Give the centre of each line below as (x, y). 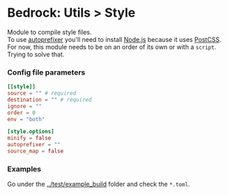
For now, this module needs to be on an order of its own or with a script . (112, 47)
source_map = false (36, 151)
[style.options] (31, 132)
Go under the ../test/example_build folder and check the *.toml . (99, 184)
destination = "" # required (50, 100)
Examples (24, 169)
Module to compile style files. (50, 32)
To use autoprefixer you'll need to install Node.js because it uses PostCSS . (114, 39)
